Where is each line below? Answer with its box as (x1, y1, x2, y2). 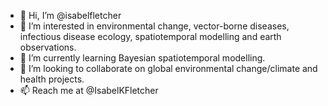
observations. (19, 41, 77, 53)
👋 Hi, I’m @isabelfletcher (19, 10, 122, 21)
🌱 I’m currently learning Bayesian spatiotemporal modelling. (19, 52, 266, 64)
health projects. (19, 73, 85, 85)
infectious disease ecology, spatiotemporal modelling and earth (19, 31, 282, 42)
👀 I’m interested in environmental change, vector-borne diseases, (19, 20, 290, 32)
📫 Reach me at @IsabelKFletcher (19, 85, 159, 96)
